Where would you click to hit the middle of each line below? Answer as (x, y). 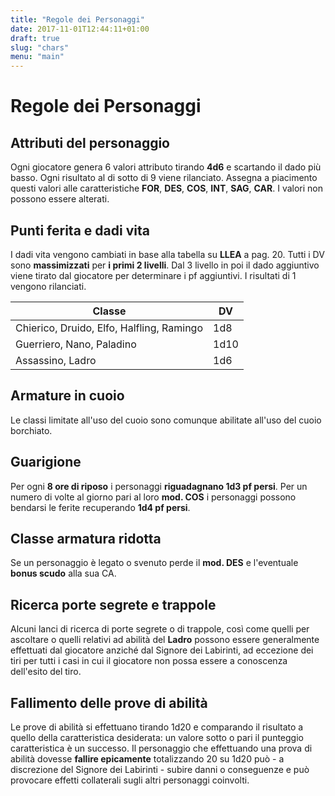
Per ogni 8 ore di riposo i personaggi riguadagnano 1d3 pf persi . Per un (159, 486)
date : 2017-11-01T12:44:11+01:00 (80, 29)
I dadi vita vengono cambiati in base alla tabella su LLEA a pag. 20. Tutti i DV (167, 254)
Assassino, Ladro (56, 360)
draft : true (35, 38)
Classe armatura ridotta (86, 538)
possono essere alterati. (60, 199)
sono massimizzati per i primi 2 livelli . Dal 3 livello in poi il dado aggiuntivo (165, 265)
